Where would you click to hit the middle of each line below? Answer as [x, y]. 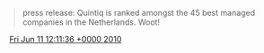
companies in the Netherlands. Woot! [91, 22]
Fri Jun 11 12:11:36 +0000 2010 [65, 39]
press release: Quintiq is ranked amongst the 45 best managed [139, 13]
